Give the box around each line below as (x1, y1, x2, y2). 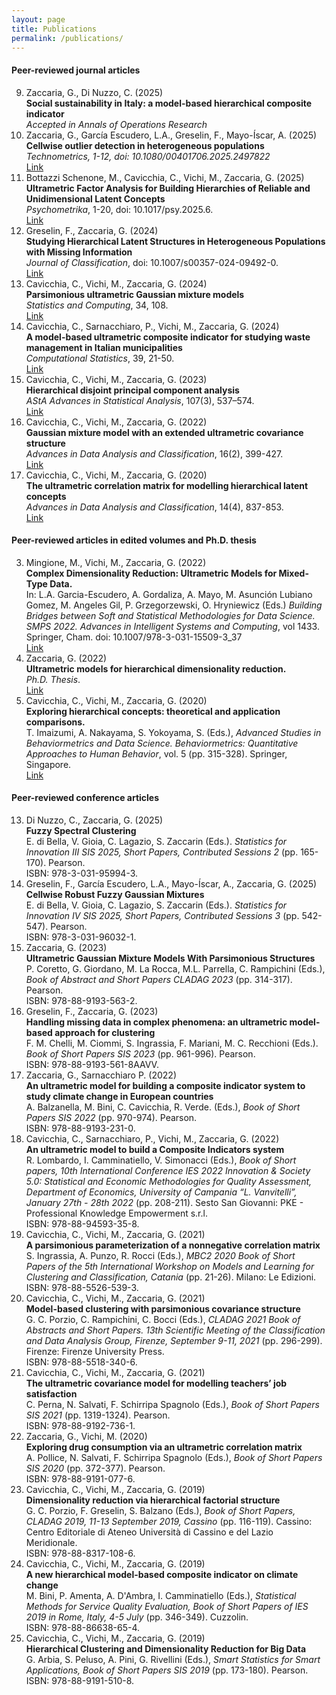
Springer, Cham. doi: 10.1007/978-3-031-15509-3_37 (25, 631, 243, 643)
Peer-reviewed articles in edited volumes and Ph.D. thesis (11, 534, 257, 546)
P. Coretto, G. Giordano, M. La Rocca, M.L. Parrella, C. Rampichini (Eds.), (25, 962, 326, 975)
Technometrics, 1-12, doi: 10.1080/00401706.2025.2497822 (25, 150, 271, 162)
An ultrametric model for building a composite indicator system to (25, 1079, 306, 1091)
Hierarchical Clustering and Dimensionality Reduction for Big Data (25, 1642, 307, 1655)
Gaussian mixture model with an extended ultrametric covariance (25, 426, 304, 438)
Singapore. (25, 758, 72, 770)
